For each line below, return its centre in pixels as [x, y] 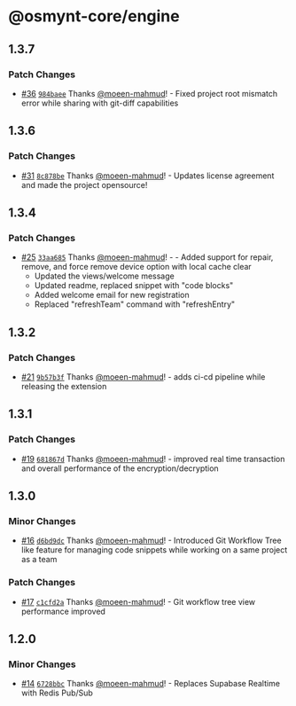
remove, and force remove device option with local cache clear [136, 267]
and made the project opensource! [84, 184]
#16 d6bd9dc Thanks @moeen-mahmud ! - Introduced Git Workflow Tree [151, 541]
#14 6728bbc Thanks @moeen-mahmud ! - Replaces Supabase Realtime [151, 684]
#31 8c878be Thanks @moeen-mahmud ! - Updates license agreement [148, 176]
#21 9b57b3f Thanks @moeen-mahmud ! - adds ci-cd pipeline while [143, 377]
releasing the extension [64, 386]
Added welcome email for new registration [112, 295]
